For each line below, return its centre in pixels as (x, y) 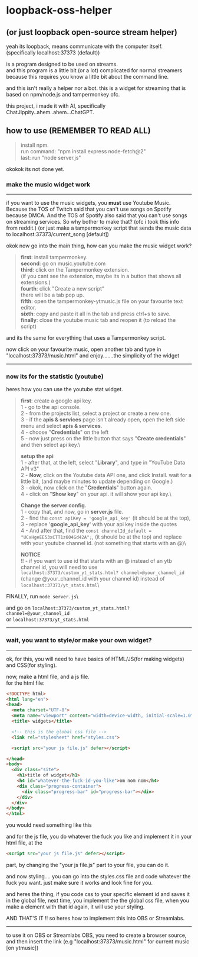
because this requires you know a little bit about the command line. (88, 77)
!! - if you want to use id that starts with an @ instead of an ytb (96, 561)
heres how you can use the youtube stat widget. (65, 389)
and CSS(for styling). (32, 665)
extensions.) (36, 282)
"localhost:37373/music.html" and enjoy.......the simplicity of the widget (93, 356)
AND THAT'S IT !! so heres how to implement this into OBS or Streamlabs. (95, 919)
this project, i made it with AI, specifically (56, 106)
